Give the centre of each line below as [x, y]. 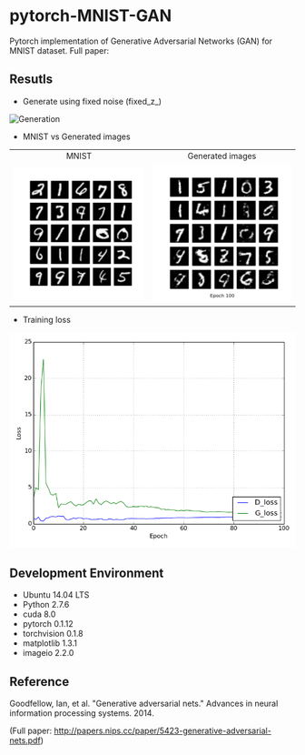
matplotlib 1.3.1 [49, 643]
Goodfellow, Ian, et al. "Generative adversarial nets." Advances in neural [144, 704]
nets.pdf [25, 740]
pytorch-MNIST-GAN [91, 16]
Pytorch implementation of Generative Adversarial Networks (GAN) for [141, 41]
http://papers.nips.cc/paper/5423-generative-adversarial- [163, 731]
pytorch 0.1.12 [48, 624]
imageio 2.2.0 [48, 653]
